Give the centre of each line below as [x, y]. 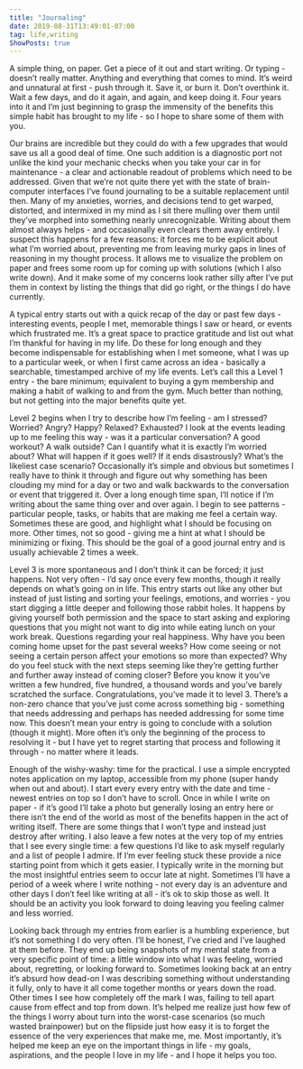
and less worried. [41, 913]
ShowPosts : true [40, 43]
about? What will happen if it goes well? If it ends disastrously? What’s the [147, 456]
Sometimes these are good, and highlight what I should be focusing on [141, 523]
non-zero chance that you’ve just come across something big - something [147, 704]
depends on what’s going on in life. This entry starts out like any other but [146, 589]
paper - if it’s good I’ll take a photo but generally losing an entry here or [142, 807]
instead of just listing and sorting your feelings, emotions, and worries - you [150, 599]
